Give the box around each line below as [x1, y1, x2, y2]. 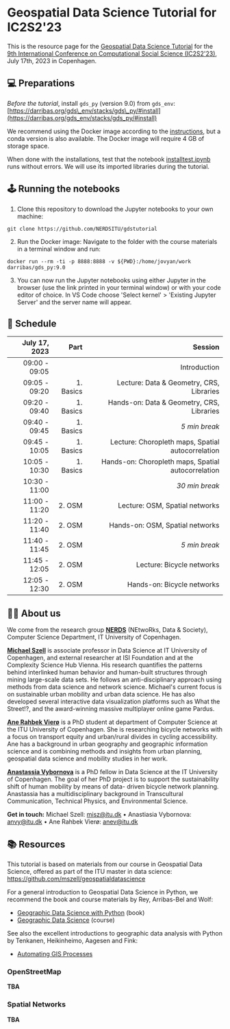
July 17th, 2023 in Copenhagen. [7, 56, 97, 65]
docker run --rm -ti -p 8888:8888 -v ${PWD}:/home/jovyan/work [7, 258, 192, 265]
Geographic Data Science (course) [16, 916, 115, 924]
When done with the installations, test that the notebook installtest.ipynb [7, 155, 211, 163]
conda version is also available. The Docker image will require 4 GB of [7, 134, 205, 142]
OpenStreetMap [7, 966, 62, 976]
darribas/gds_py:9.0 [7, 264, 66, 271]
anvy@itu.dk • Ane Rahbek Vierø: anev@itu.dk [7, 817, 138, 826]
